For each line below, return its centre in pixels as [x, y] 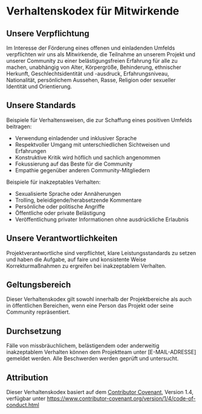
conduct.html [23, 405]
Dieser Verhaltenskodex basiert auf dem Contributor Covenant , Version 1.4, [100, 392]
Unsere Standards [41, 105]
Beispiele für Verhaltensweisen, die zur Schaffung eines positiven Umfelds [99, 120]
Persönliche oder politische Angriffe [60, 206]
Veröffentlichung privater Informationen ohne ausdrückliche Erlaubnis [102, 219]
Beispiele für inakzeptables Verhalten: [54, 182]
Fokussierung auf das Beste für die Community [74, 164]
